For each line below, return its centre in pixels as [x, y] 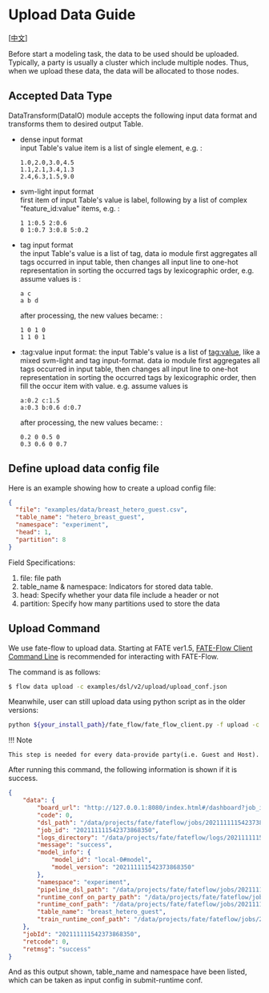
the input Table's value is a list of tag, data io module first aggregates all [139, 253]
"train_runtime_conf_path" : [84, 919]
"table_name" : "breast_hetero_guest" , [102, 912]
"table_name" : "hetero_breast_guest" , [80, 518]
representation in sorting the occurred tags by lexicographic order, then [138, 377]
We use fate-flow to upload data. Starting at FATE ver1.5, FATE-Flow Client [130, 648]
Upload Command [54, 629]
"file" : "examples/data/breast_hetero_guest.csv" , [102, 510]
